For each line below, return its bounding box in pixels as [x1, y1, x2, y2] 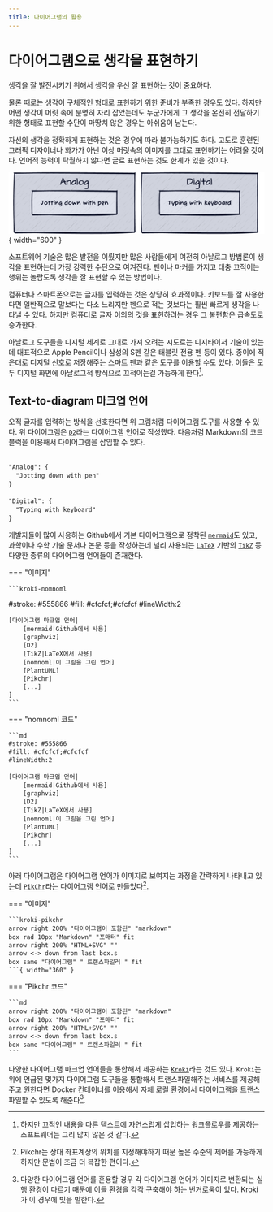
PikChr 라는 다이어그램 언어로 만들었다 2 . [23, 880, 149, 891]
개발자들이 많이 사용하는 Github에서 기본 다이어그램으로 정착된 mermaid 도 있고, [8, 530, 258, 540]
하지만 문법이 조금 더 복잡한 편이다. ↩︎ [19, 1158, 140, 1167]
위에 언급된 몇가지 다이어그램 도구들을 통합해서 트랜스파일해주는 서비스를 [8, 1074, 239, 1084]
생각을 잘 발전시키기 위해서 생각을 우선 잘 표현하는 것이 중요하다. [8, 80, 213, 89]
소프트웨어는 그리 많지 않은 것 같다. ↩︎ [19, 1130, 140, 1140]
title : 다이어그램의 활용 [8, 13, 83, 21]
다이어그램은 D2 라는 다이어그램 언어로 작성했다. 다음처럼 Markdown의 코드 [27, 427, 264, 437]
